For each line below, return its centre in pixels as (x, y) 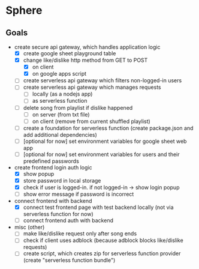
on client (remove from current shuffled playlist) (91, 121)
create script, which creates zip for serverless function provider (102, 253)
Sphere (24, 11)
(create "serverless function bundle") (69, 260)
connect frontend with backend (53, 201)
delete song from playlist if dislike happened (78, 107)
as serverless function (60, 101)
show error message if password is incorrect (79, 194)
